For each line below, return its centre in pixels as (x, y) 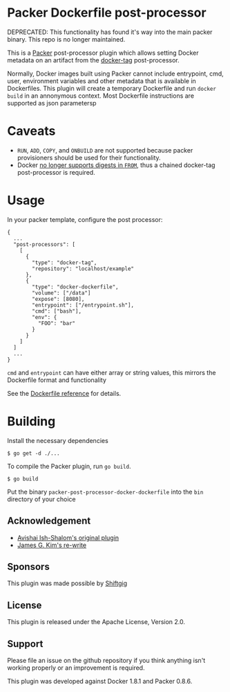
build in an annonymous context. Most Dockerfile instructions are (101, 96)
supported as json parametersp (52, 103)
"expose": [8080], (58, 299)
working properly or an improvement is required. (76, 668)
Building (31, 422)
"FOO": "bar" (57, 323)
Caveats (31, 131)
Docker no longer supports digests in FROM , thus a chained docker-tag (116, 165)
